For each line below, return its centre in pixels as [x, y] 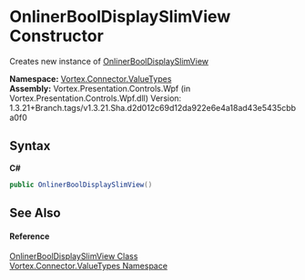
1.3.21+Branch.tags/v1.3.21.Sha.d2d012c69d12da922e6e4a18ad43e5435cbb [153, 107]
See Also [35, 213]
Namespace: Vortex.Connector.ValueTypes [91, 78]
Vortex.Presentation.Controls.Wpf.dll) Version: [96, 98]
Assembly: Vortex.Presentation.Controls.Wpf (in [100, 88]
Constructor [57, 36]
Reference [30, 236]
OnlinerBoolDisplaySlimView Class [74, 256]
